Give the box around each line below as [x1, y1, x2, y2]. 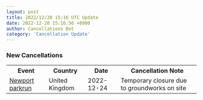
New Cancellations [6, 51, 63, 60]
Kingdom [48, 84, 74, 92]
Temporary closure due [120, 77, 187, 85]
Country [53, 67, 78, 75]
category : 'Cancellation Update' [6, 31, 91, 37]
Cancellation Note [130, 67, 184, 75]
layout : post [6, 8, 39, 15]
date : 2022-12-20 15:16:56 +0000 [6, 20, 91, 26]
